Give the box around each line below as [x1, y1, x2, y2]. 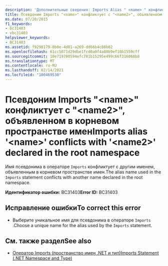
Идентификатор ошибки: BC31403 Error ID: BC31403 [5, 189, 118, 195]
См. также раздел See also [5, 237, 91, 245]
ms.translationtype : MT [5, 58, 55, 63]
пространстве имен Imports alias [5, 126, 148, 137]
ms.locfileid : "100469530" [5, 72, 61, 77]
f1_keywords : [5, 21, 32, 26]
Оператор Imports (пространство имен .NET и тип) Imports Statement [12, 250, 159, 256]
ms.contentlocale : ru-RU [5, 63, 57, 68]
